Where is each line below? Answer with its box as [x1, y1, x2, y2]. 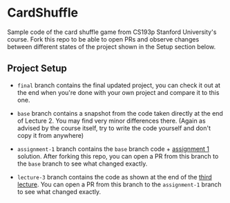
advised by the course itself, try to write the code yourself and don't [17, 123, 211, 132]
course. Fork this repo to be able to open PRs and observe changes [7, 35, 200, 43]
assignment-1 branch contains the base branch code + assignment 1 [17, 144, 209, 153]
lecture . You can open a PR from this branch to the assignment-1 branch [17, 180, 222, 188]
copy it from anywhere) [17, 131, 84, 139]
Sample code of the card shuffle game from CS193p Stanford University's [7, 28, 217, 36]
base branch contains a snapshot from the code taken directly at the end [17, 109, 223, 117]
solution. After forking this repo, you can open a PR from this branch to [17, 152, 219, 160]
